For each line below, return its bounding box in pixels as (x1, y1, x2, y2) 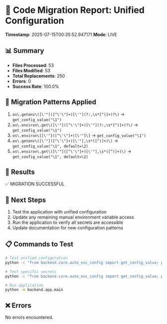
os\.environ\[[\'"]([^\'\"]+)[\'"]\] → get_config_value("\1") (12, 132, 147, 138)
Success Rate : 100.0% (12, 83, 60, 89)
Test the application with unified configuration (12, 209, 107, 215)
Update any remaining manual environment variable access (12, 214, 134, 220)
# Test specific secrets (5, 269, 57, 274)
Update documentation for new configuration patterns (12, 225, 123, 231)
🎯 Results (5, 168, 35, 176)
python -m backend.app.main (5, 287, 64, 293)
